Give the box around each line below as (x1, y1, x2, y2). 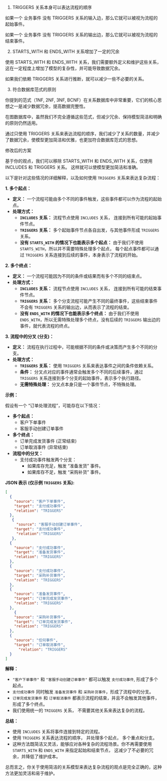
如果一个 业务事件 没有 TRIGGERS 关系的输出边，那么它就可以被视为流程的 (5, 32, 158, 37)
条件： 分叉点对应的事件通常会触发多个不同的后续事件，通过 (19, 369, 143, 375)
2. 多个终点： (5, 263, 32, 268)
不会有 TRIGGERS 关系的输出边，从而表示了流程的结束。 (19, 304, 132, 310)
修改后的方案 (5, 147, 31, 153)
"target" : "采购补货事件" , (14, 573, 66, 578)
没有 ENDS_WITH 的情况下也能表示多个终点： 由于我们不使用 (19, 311, 139, 316)
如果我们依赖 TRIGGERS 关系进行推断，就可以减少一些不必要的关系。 (5, 76, 147, 82)
